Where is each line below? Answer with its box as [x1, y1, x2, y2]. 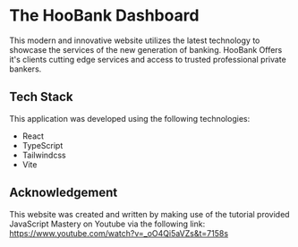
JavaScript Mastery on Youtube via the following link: [9, 218, 206, 229]
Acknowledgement [9, 185, 118, 200]
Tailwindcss [21, 149, 66, 160]
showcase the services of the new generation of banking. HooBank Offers [9, 44, 283, 55]
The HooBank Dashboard [9, 5, 200, 26]
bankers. [9, 64, 42, 74]
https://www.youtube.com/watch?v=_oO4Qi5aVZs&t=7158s [9, 227, 229, 238]
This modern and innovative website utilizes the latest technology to [9, 35, 260, 46]
